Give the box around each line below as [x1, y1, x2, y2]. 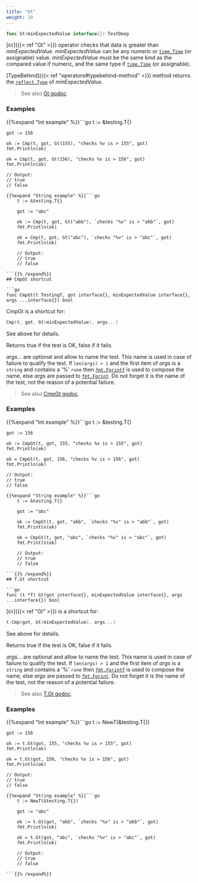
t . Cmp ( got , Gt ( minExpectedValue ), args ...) [6, 619, 116, 625]
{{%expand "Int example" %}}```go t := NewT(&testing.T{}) [6, 719, 150, 726]
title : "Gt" [6, 8, 36, 15]
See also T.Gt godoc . [20, 690, 73, 697]
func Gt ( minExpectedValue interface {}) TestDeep [6, 30, 129, 36]
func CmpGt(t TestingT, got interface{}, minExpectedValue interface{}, [6, 292, 191, 298]
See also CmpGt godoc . [20, 390, 80, 397]
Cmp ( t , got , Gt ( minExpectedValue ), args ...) [6, 319, 119, 325]
